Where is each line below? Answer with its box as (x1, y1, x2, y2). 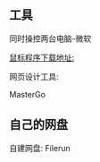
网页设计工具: (9, 71, 60, 81)
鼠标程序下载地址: (9, 52, 75, 63)
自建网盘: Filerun (9, 142, 71, 153)
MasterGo (9, 89, 46, 99)
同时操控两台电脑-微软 (9, 33, 92, 44)
